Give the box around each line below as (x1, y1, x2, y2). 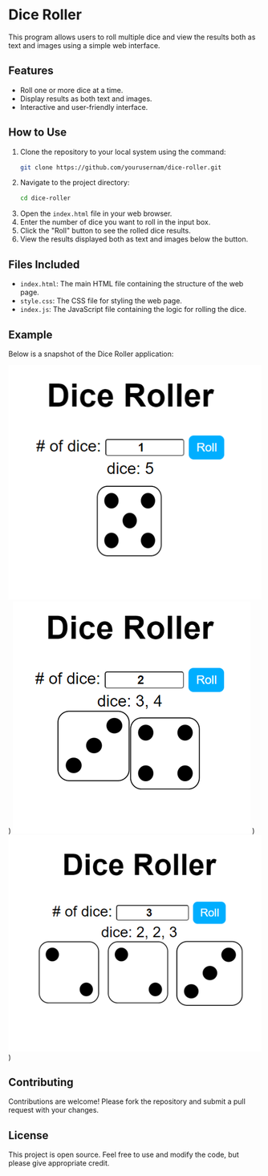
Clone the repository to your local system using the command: (19, 147, 226, 156)
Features (8, 64, 54, 78)
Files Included (8, 258, 80, 271)
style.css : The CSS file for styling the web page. (19, 296, 183, 306)
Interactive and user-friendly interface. (19, 102, 148, 112)
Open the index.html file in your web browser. (19, 209, 173, 218)
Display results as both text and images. (19, 94, 152, 103)
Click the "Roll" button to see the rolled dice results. (19, 226, 191, 236)
